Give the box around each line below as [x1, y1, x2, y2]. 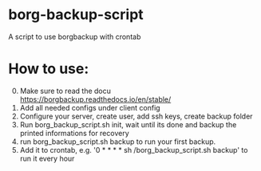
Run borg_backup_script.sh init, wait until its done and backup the [19, 119, 237, 129]
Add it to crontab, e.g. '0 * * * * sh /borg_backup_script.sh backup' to [19, 145, 248, 154]
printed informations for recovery [19, 128, 129, 138]
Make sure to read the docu [19, 86, 112, 95]
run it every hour [19, 154, 75, 163]
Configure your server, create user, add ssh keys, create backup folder [19, 111, 253, 121]
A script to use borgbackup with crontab [8, 32, 141, 41]
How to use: [8, 60, 89, 78]
